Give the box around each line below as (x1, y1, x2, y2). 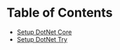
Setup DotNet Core (16, 28, 72, 36)
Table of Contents (6, 5, 113, 21)
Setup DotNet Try (16, 35, 68, 43)
